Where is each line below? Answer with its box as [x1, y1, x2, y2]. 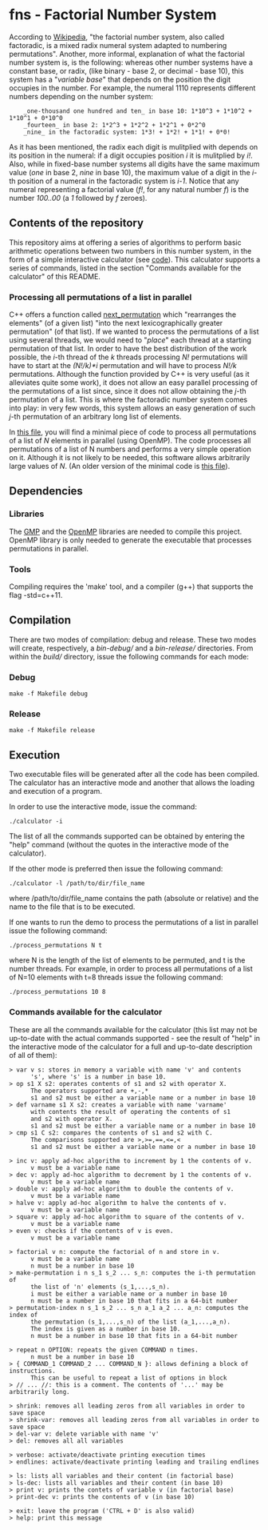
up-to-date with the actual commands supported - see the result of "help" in [9, 1033, 261, 1043]
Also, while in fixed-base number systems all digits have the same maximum [9, 158, 260, 169]
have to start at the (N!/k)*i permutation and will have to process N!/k [9, 361, 238, 370]
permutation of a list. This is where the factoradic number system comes [9, 395, 248, 405]
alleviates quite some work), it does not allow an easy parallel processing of [9, 378, 258, 387]
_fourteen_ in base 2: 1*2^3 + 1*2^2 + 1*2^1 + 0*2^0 [23, 121, 206, 129]
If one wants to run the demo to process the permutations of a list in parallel [9, 918, 258, 927]
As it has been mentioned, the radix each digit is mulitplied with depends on [9, 142, 258, 151]
